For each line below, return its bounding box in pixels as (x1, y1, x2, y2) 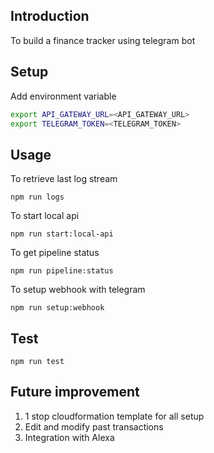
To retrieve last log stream (10, 173, 118, 185)
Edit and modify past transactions (24, 420, 164, 433)
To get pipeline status (10, 247, 100, 259)
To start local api (10, 210, 80, 222)
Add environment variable (10, 90, 117, 102)
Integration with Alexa (24, 431, 115, 443)
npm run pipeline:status (10, 266, 114, 276)
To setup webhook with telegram (10, 284, 146, 296)
